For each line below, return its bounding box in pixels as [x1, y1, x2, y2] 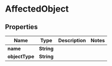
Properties [5, 23, 38, 31]
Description [58, 37, 86, 44]
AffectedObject [5, 3, 69, 15]
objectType [7, 53, 35, 60]
